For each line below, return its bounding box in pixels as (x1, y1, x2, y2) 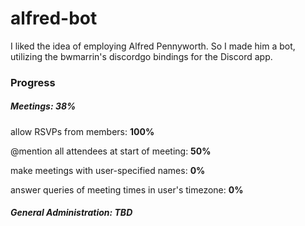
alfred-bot (10, 7, 98, 30)
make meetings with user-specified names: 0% (10, 164, 206, 176)
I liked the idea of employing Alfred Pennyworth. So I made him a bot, (10, 40, 296, 52)
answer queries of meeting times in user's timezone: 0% (10, 183, 244, 196)
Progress (10, 75, 56, 89)
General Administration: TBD (10, 207, 133, 219)
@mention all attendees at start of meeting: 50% (10, 145, 212, 157)
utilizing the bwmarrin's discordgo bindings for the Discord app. (10, 50, 273, 62)
